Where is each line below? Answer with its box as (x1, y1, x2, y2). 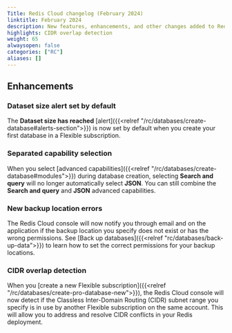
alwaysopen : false (7, 42, 60, 49)
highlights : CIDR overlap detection (7, 29, 113, 37)
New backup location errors (7, 203, 103, 213)
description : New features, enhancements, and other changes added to (7, 23, 215, 30)
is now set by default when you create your (93, 124, 216, 132)
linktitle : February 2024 (7, 17, 81, 23)
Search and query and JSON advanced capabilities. (7, 186, 156, 194)
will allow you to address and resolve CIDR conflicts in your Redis (7, 311, 193, 319)
